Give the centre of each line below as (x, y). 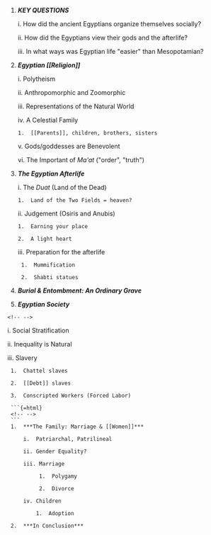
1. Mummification (48, 265)
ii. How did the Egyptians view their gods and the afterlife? (102, 38)
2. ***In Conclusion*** (47, 526)
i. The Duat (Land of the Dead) (62, 187)
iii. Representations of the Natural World (76, 106)
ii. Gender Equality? (55, 451)
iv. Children (42, 501)
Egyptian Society (44, 304)
